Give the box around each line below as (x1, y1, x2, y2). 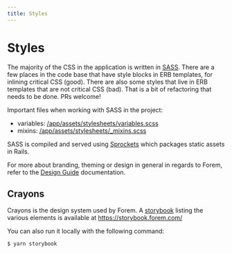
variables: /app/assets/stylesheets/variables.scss (17, 119, 159, 127)
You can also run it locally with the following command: (7, 227, 165, 235)
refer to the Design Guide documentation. (7, 167, 126, 176)
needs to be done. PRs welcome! (7, 92, 102, 100)
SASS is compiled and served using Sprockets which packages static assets (7, 140, 225, 148)
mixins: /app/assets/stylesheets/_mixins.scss (17, 126, 147, 135)
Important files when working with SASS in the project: (7, 105, 163, 114)
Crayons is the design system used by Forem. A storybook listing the (7, 206, 204, 215)
